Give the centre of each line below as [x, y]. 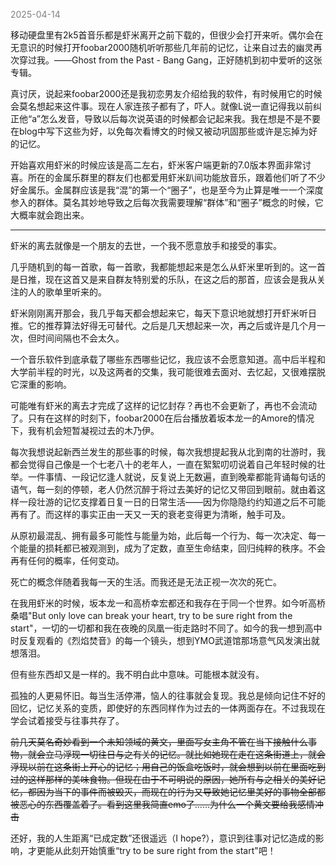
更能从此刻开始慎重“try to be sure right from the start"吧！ [156, 850]
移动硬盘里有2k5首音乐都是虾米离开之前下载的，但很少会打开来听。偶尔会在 [167, 35]
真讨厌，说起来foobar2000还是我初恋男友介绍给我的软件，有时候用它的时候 [166, 93]
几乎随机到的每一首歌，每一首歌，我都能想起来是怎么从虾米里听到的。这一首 [168, 267]
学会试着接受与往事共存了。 [67, 720]
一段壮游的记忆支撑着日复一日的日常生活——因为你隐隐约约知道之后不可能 [172, 502]
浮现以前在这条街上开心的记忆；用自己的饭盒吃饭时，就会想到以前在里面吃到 [168, 767]
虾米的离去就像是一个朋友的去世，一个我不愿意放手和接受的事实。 [146, 245]
